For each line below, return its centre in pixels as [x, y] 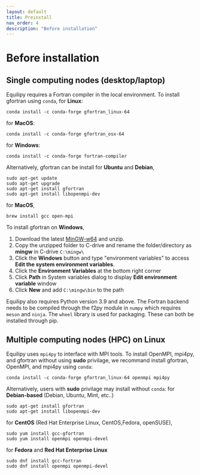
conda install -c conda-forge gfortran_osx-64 [65, 134]
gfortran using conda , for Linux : [45, 101]
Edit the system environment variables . [65, 264]
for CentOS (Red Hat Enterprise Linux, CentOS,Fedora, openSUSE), [89, 423]
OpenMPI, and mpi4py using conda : [49, 367]
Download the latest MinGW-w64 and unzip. [69, 239]
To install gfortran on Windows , [46, 227]
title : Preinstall [29, 17]
